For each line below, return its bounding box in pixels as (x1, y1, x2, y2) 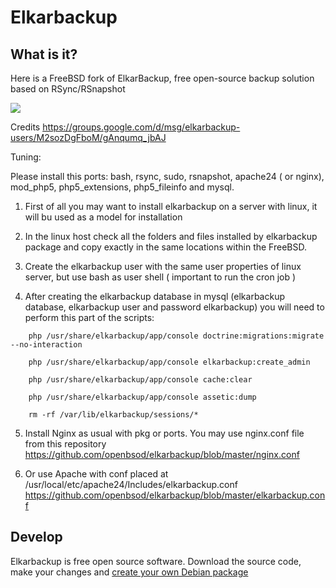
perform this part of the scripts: (24, 312, 155, 323)
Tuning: (10, 151, 42, 163)
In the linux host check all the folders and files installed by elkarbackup (24, 231, 318, 242)
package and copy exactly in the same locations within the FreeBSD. (24, 241, 307, 253)
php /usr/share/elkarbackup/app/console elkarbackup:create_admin (28, 357, 311, 367)
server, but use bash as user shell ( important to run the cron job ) (24, 271, 297, 283)
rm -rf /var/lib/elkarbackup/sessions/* (28, 410, 199, 420)
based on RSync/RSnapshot (10, 83, 126, 95)
